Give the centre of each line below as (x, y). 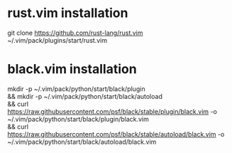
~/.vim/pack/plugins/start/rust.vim (57, 40)
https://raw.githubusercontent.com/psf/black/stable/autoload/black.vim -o (116, 134)
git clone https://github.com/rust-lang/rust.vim (75, 33)
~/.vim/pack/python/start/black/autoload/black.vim (82, 142)
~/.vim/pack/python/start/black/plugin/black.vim (78, 119)
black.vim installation (72, 69)
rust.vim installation (68, 13)
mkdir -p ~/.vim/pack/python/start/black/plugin (76, 89)
